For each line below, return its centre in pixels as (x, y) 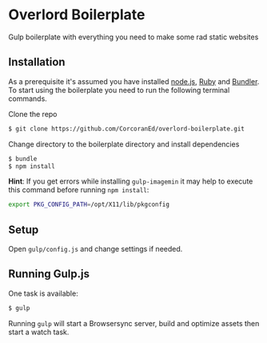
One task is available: (43, 293)
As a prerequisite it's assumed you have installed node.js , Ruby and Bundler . (134, 81)
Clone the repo (33, 114)
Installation (37, 62)
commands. (28, 99)
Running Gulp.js (49, 274)
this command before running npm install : (79, 190)
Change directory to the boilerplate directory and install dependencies (124, 144)
